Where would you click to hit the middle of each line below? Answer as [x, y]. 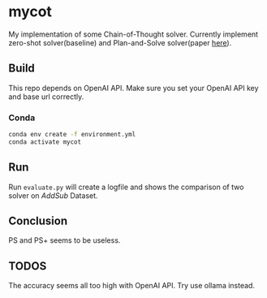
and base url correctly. [46, 97]
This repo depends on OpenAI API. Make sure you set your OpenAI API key [133, 88]
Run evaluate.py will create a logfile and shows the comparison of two [126, 187]
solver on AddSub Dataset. [54, 195]
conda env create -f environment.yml [72, 135]
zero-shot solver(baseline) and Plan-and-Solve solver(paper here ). [120, 42]
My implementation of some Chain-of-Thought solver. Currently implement [133, 34]
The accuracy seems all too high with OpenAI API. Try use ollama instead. [132, 286]
